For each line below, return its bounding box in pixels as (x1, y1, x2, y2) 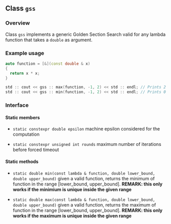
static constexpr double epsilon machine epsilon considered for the (12, 126, 160, 132)
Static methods (5, 158, 39, 164)
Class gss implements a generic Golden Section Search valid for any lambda (5, 31, 166, 38)
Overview (5, 20, 30, 27)
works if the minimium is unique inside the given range (12, 186, 132, 192)
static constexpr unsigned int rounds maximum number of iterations (12, 141, 161, 147)
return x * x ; (10, 70, 40, 76)
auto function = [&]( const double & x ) (5, 61, 91, 66)
